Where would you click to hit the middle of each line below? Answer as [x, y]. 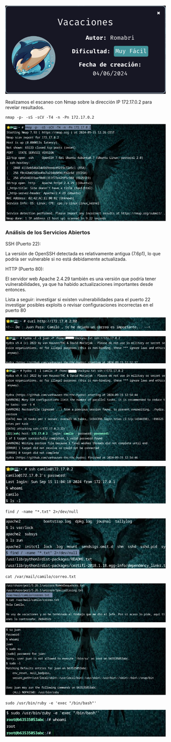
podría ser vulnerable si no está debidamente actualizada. [66, 259]
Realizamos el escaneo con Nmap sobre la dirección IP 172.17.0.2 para [79, 102]
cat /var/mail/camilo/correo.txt [41, 576]
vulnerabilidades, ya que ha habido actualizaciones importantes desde [79, 284]
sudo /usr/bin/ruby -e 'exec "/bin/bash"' [51, 703]
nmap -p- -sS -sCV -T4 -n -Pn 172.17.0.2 [50, 117]
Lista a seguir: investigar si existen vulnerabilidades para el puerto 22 [78, 299]
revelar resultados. [25, 107]
